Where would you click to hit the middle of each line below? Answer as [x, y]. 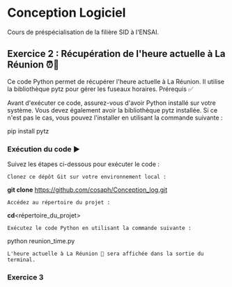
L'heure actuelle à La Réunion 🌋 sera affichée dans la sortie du [106, 254]
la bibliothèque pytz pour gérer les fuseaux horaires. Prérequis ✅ [100, 89]
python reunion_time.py [41, 241]
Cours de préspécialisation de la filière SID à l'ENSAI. [83, 32]
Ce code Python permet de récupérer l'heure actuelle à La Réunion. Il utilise [116, 81]
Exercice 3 [25, 277]
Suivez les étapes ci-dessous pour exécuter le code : [84, 164]
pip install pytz [28, 131]
